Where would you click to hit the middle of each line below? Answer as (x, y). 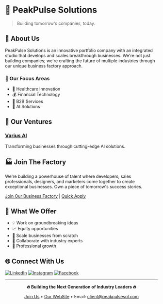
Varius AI (16, 135)
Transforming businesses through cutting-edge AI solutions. (65, 146)
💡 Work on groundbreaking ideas (45, 223)
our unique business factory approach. (44, 66)
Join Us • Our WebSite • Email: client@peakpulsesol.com (81, 297)
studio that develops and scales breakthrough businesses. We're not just (78, 55)
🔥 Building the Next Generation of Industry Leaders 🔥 (81, 287)
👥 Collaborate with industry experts (47, 241)
